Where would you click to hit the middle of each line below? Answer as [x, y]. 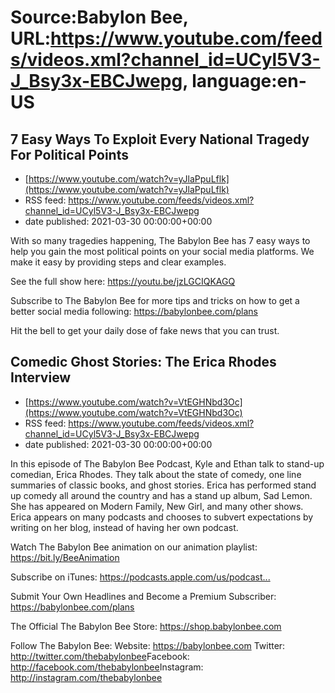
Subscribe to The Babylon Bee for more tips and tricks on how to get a [155, 300]
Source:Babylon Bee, [99, 17]
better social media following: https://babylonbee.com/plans [134, 311]
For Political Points [69, 154]
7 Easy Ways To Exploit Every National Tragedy [160, 139]
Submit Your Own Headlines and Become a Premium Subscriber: [143, 596]
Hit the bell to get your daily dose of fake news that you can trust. [145, 330]
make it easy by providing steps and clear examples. [118, 262]
